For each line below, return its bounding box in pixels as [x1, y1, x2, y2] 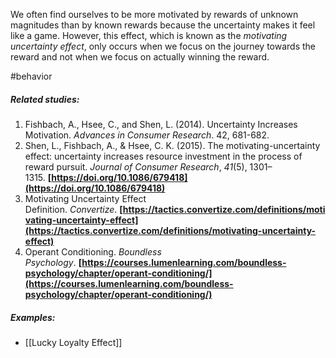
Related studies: [10, 93, 80, 105]
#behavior [10, 70, 53, 82]
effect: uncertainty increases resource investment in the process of [24, 150, 303, 162]
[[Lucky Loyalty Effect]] [24, 336, 123, 348]
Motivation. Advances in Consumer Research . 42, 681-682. [24, 129, 270, 141]
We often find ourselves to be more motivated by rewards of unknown [10, 9, 299, 20]
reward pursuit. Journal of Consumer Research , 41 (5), [24, 160, 248, 173]
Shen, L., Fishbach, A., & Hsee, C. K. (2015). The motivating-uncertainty [24, 139, 321, 151]
